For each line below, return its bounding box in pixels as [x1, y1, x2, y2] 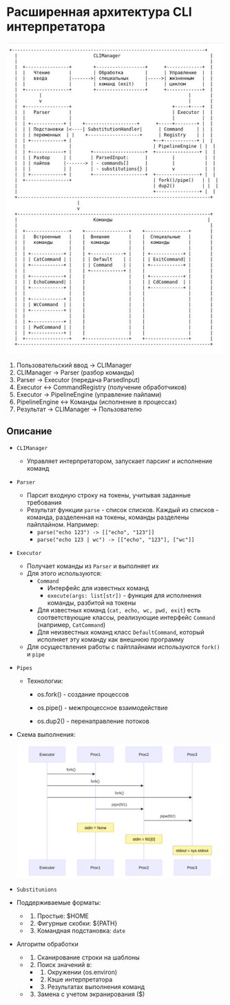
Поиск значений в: [36, 961, 92, 969]
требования [26, 498, 62, 507]
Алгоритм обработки [16, 940, 79, 948]
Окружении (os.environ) [47, 968, 118, 977]
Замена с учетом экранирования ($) [36, 990, 145, 999]
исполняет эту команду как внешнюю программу [36, 635, 185, 644]
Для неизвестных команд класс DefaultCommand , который [36, 628, 205, 637]
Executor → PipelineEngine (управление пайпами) [16, 391, 162, 399]
